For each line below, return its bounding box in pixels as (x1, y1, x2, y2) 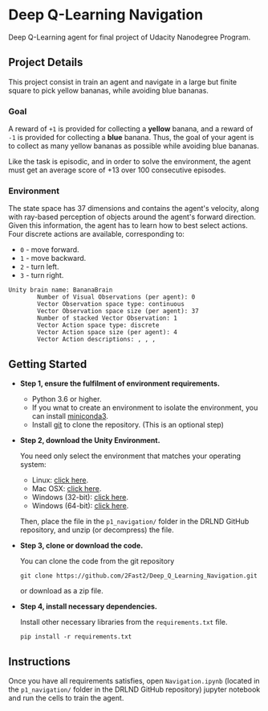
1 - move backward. (19, 254, 87, 263)
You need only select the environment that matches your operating (19, 451, 241, 461)
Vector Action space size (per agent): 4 (37, 329, 178, 337)
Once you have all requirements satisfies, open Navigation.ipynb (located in (8, 676, 260, 685)
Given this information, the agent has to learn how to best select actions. (8, 221, 249, 230)
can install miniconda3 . (31, 411, 108, 421)
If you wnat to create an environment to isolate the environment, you (31, 403, 258, 412)
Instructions (8, 655, 71, 668)
